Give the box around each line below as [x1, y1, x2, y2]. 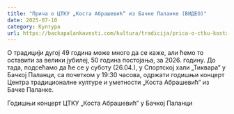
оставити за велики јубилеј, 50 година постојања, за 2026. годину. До [7, 56, 216, 65]
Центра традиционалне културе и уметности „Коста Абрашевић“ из [7, 78, 210, 87]
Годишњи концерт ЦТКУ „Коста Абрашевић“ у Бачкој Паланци [7, 99, 193, 108]
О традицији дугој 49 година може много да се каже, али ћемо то [7, 49, 204, 57]
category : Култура [7, 23, 61, 30]
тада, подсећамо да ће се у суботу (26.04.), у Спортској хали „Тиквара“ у [7, 63, 226, 72]
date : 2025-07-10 [7, 17, 58, 24]
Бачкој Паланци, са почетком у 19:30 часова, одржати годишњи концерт [7, 71, 225, 79]
